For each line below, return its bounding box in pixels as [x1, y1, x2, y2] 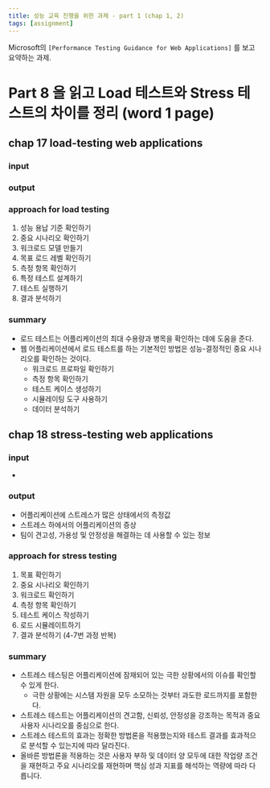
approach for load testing [8, 203, 110, 214]
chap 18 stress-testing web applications [8, 428, 214, 442]
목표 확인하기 [19, 570, 62, 579]
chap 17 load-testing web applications [8, 136, 203, 150]
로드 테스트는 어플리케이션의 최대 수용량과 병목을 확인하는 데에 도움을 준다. [19, 334, 255, 343]
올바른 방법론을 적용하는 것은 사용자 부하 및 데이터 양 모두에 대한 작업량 [19, 751, 243, 761]
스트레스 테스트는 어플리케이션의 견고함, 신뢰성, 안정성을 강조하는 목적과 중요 [19, 711, 261, 720]
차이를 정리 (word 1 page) [50, 104, 215, 122]
